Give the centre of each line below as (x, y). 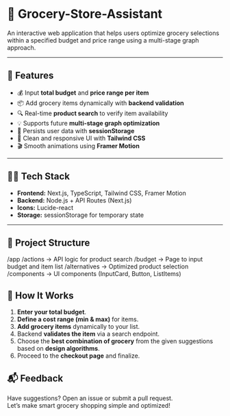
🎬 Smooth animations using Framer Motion (78, 146)
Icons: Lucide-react (45, 207)
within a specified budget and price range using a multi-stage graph (103, 40)
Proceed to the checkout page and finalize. (78, 356)
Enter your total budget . (52, 312)
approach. (22, 47)
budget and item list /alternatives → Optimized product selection (98, 266)
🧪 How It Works (40, 296)
